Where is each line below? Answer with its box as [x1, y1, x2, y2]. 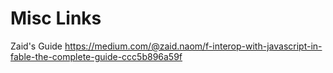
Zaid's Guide [10, 40, 63, 52]
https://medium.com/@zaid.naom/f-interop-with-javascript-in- [64, 40, 323, 52]
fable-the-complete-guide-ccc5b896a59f [10, 50, 183, 62]
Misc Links [10, 7, 102, 30]
